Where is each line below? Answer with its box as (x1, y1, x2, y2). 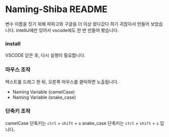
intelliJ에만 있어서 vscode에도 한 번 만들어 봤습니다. (16, 27, 119, 33)
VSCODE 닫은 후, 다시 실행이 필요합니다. (5, 52, 86, 59)
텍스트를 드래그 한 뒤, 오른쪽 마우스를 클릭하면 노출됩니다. (5, 78, 119, 84)
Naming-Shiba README (5, 4, 108, 15)
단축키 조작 (5, 108, 31, 115)
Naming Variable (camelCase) (12, 88, 75, 95)
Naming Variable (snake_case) (12, 94, 76, 100)
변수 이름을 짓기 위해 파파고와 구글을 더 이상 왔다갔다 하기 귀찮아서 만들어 (5, 21, 150, 27)
